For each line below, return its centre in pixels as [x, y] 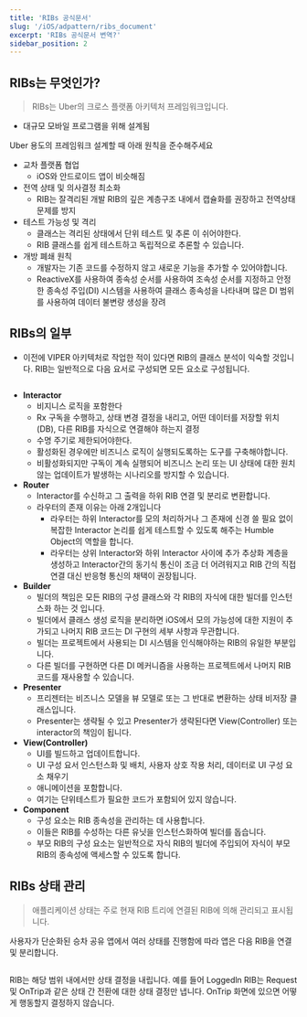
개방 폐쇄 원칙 [47, 256]
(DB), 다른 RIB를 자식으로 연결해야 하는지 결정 [118, 428]
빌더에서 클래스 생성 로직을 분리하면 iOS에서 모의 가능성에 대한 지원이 [160, 619]
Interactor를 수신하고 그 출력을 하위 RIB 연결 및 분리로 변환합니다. [153, 496]
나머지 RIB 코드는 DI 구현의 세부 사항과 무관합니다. [150, 631]
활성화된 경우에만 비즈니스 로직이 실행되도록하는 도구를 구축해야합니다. [162, 451]
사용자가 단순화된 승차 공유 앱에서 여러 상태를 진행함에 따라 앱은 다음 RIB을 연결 [151, 941]
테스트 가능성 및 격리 [59, 222]
